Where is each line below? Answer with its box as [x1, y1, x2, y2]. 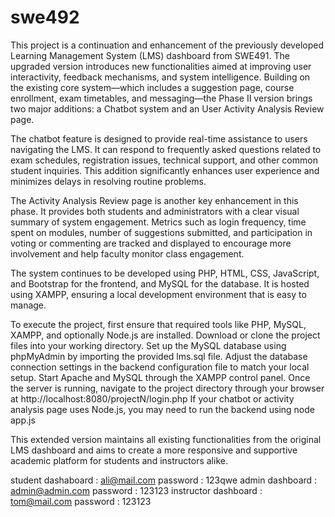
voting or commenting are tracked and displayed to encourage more [10, 237, 292, 249]
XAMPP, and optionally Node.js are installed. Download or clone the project [10, 329, 321, 341]
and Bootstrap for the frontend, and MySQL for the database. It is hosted [10, 277, 310, 290]
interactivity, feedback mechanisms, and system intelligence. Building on [10, 71, 311, 83]
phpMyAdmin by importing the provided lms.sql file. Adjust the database [10, 350, 308, 362]
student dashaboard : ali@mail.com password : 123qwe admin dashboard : [10, 474, 318, 486]
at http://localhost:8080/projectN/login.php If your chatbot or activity [10, 392, 295, 405]
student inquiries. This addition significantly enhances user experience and [10, 164, 320, 176]
